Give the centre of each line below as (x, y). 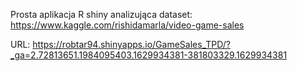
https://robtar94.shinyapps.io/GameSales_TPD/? (131, 44)
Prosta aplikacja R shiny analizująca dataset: (101, 14)
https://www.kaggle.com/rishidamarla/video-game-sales (127, 25)
